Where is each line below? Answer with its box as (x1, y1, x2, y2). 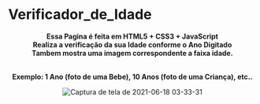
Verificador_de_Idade (8, 6, 152, 24)
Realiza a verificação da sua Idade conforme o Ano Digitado (32, 39, 232, 49)
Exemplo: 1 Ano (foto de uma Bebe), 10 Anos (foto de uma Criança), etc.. (11, 72, 254, 81)
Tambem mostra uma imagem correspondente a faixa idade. (31, 48, 234, 58)
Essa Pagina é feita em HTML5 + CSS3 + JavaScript (46, 32, 219, 41)
